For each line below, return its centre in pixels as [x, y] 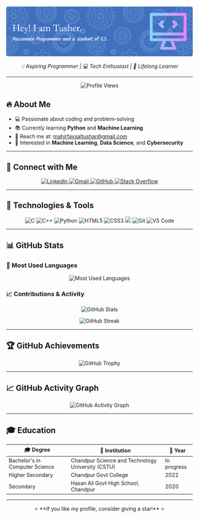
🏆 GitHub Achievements [53, 346]
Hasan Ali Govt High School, [105, 483]
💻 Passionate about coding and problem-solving [74, 119]
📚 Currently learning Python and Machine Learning [79, 128]
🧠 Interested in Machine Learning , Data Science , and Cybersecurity [99, 143]
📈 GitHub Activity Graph [52, 388]
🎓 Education [31, 430]
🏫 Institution [115, 451]
